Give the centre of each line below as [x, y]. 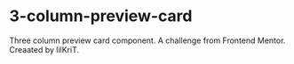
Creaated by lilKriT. [44, 49]
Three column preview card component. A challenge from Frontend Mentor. [147, 40]
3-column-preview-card [101, 16]
